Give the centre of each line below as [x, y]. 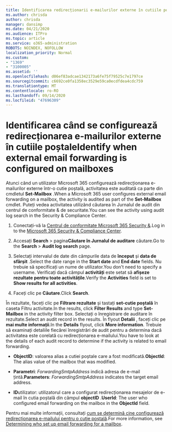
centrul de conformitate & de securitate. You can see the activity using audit [85, 210]
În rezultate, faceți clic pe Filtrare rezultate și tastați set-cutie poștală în [82, 303]
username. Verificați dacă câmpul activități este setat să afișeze [81, 272]
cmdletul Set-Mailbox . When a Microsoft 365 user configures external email [86, 194]
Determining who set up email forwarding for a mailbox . [64, 424]
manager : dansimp [24, 24]
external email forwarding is [66, 158]
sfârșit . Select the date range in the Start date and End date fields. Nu [87, 261]
